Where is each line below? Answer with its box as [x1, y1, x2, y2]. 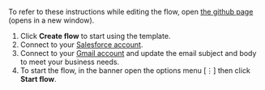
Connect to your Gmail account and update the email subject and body [19, 49, 257, 58]
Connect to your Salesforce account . [19, 40, 143, 49]
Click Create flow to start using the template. [19, 32, 171, 41]
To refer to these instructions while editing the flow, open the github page [8, 7, 254, 16]
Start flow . [19, 75, 57, 84]
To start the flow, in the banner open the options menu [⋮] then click [19, 66, 251, 75]
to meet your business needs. [19, 57, 120, 66]
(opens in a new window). [8, 15, 95, 25]
